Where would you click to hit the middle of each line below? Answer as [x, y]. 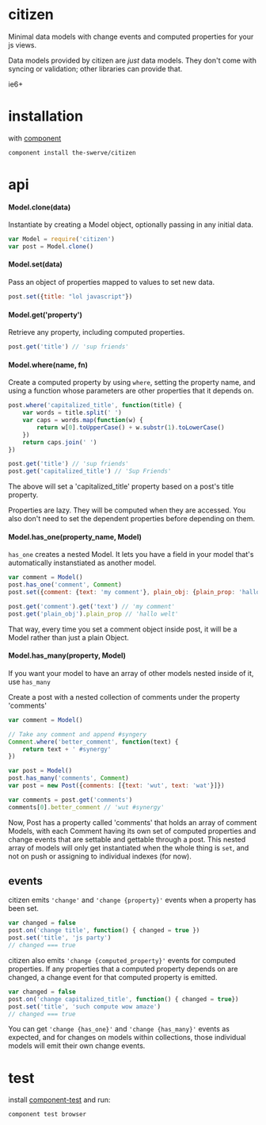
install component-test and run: [59, 1100]
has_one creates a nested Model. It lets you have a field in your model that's [131, 555]
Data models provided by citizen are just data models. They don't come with [133, 60]
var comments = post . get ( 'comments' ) [70, 800]
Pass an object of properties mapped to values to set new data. [112, 282]
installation [46, 116]
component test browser [47, 1115]
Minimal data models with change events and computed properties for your [131, 36]
